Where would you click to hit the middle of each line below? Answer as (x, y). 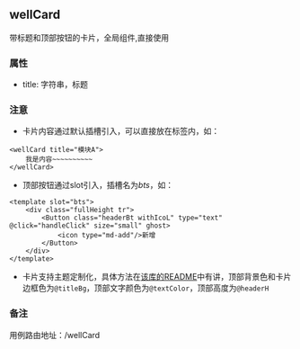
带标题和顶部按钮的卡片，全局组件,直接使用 (89, 37)
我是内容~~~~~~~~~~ (59, 160)
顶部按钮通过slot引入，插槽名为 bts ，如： (97, 185)
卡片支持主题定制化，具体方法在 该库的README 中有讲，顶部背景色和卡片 (157, 277)
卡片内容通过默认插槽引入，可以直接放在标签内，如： (121, 131)
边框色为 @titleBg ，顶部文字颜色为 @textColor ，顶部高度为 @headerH (146, 288)
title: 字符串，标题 (55, 85)
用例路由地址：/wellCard (55, 335)
